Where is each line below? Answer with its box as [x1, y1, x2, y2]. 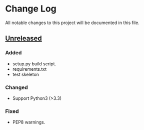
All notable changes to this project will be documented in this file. [5, 20, 140, 26]
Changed [5, 84, 28, 91]
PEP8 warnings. [12, 119, 45, 125]
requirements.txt [12, 66, 47, 72]
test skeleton [12, 71, 39, 77]
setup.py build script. [12, 61, 56, 67]
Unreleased [5, 34, 42, 43]
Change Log [5, 3, 56, 15]
